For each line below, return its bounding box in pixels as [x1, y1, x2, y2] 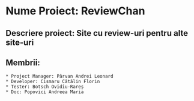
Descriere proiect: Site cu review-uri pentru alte [5, 28, 189, 38]
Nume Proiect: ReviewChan [5, 4, 145, 18]
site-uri [5, 37, 34, 47]
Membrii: [5, 57, 40, 68]
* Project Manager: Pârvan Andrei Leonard [5, 74, 114, 79]
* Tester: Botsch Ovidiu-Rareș [5, 84, 84, 90]
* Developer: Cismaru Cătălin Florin [5, 79, 100, 85]
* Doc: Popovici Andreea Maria [5, 89, 84, 95]
